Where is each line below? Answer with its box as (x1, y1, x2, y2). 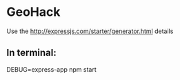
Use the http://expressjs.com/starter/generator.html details (6, 27, 174, 35)
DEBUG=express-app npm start (6, 65, 97, 73)
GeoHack (6, 4, 61, 20)
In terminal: (6, 47, 57, 59)
